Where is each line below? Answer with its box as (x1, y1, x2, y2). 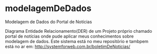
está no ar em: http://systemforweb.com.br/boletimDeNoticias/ (5, 43, 130, 49)
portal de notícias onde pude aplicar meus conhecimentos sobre (5, 33, 134, 39)
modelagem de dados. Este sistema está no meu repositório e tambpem (5, 38, 149, 44)
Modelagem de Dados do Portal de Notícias (5, 19, 92, 25)
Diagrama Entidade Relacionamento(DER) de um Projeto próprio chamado (5, 28, 153, 34)
